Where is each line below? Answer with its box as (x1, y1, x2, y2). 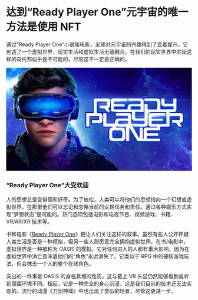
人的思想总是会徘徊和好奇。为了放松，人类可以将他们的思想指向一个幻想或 (6, 195, 187, 203)
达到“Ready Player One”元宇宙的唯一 (6, 5, 189, 19)
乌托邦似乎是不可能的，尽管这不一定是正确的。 (16, 56, 130, 63)
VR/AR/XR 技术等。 (6, 218, 53, 225)
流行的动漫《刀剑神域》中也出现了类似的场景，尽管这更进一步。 (21, 287, 177, 294)
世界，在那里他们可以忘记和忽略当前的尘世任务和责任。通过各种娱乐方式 (11, 203, 187, 210)
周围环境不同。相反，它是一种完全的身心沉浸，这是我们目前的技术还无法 (11, 280, 187, 287)
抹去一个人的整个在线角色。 (26, 260, 94, 267)
